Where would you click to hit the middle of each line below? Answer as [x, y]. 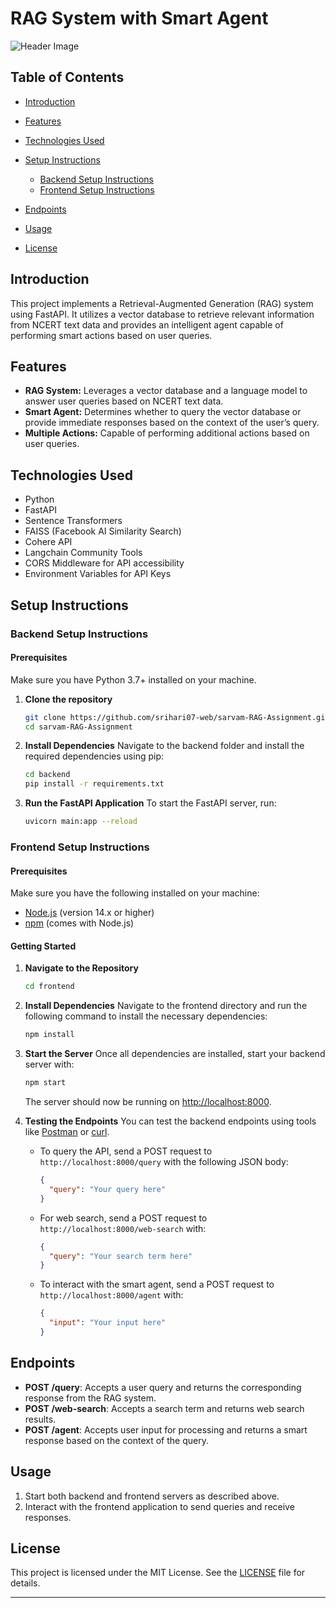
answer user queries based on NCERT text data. [124, 401]
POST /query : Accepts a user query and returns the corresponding [163, 1387]
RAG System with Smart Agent [139, 18]
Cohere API [48, 542]
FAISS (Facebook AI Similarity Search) [103, 531]
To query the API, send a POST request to [126, 1151]
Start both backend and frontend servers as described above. [152, 1496]
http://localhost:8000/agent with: [111, 1295]
